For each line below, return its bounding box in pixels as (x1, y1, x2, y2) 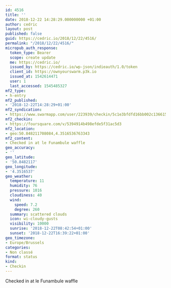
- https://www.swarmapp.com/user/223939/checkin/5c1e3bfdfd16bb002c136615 (5, 112, 167, 117)
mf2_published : (5, 98, 38, 103)
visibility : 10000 (10, 221, 49, 226)
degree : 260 (14, 207, 40, 212)
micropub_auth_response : (5, 45, 58, 51)
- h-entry (5, 93, 26, 98)
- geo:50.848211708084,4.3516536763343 (5, 131, 90, 136)
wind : (10, 197, 22, 202)
